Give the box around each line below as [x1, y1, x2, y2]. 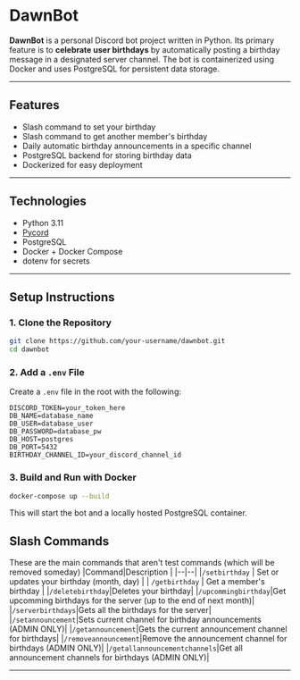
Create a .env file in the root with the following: [9, 386, 181, 398]
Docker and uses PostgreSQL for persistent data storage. [9, 63, 221, 74]
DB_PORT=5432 [9, 443, 58, 452]
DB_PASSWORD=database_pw [9, 427, 102, 436]
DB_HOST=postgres [9, 435, 74, 444]
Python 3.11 [21, 217, 64, 228]
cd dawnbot [9, 345, 50, 354]
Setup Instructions [9, 290, 115, 305]
